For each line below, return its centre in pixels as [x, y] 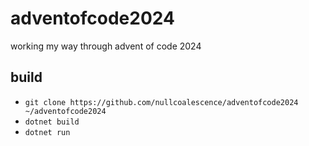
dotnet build [52, 122]
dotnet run [47, 132]
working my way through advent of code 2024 [106, 46]
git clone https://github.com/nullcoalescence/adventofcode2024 [161, 102]
